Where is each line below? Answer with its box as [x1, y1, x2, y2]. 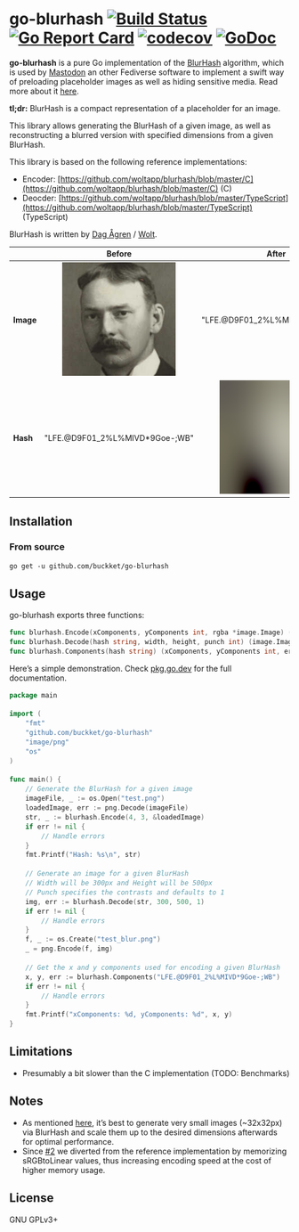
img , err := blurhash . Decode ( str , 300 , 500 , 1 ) [25, 897, 205, 906]
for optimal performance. [21, 1136, 115, 1146]
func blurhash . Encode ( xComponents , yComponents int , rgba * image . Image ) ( [9, 628, 293, 637]
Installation [9, 513, 73, 529]
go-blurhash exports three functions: [9, 609, 145, 620]
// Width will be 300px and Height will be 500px [25, 878, 214, 888]
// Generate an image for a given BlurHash [25, 869, 190, 878]
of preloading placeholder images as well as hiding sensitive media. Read [9, 76, 279, 86]
